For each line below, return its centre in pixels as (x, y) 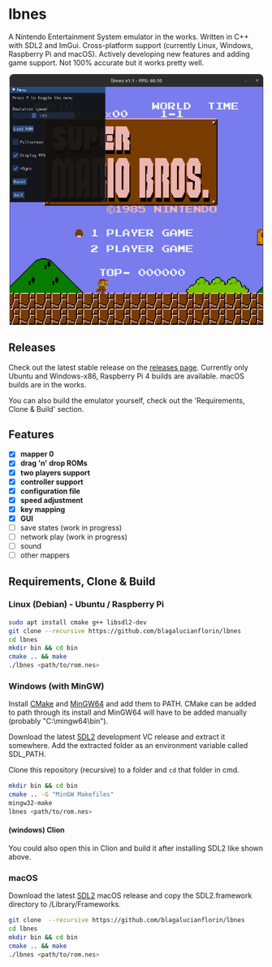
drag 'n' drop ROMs (54, 463)
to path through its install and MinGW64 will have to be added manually (128, 712)
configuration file (50, 491)
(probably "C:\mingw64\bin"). (58, 721)
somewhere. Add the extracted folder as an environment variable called (128, 746)
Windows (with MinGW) (56, 686)
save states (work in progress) (71, 527)
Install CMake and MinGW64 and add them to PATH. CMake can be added (132, 704)
